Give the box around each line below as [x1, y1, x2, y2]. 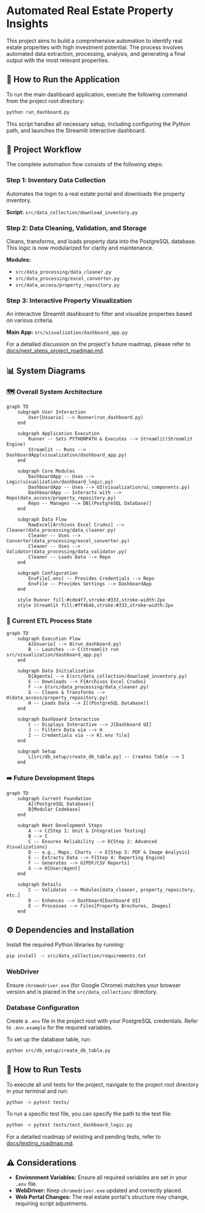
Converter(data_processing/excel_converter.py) [6, 538, 130, 544]
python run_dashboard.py [6, 109, 70, 115]
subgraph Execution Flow [17, 636, 81, 642]
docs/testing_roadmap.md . [6, 1139, 75, 1147]
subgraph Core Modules [17, 468, 75, 474]
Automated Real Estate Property [6, 4, 174, 18]
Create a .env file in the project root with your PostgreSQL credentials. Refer [6, 1017, 198, 1025]
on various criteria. [6, 317, 54, 324]
